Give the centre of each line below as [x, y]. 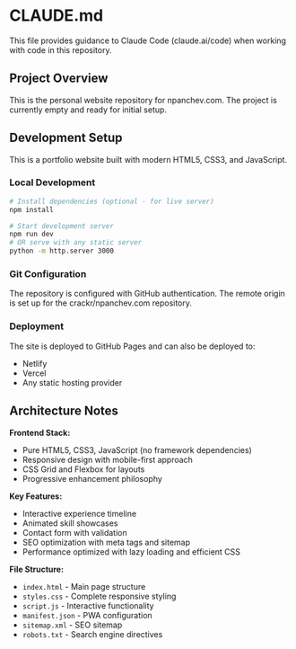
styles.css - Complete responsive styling [99, 596]
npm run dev [31, 235]
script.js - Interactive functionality [88, 605]
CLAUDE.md [57, 16]
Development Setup [66, 138]
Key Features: [36, 496]
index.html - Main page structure [84, 586]
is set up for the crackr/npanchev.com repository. [101, 303]
